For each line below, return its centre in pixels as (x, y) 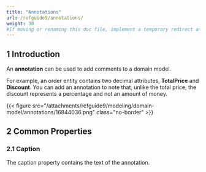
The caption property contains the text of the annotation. (78, 162)
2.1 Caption (23, 149)
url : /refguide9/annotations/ (45, 18)
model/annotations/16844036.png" (51, 112)
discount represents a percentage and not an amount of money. (87, 94)
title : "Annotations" (34, 12)
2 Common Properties (49, 132)
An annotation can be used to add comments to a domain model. (89, 69)
